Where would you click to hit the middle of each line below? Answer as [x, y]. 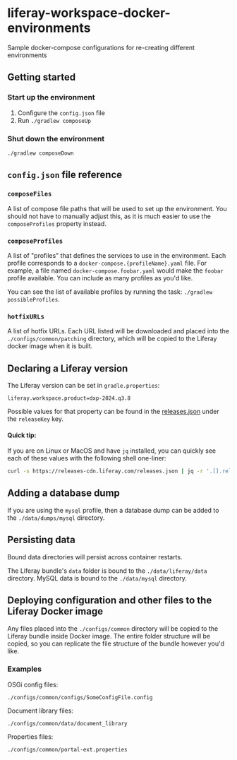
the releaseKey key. [36, 419]
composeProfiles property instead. [57, 223]
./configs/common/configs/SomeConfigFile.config [80, 697]
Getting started [42, 77]
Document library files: [41, 711]
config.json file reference [65, 175]
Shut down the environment [56, 138]
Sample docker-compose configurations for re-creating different [101, 47]
